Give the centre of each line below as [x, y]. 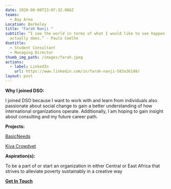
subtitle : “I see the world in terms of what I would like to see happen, [86, 34]
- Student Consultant [33, 48]
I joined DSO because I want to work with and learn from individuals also [81, 100]
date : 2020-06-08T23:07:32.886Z [39, 10]
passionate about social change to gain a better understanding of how [79, 106]
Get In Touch [19, 181]
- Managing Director [32, 52]
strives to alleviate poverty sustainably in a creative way [64, 171]
